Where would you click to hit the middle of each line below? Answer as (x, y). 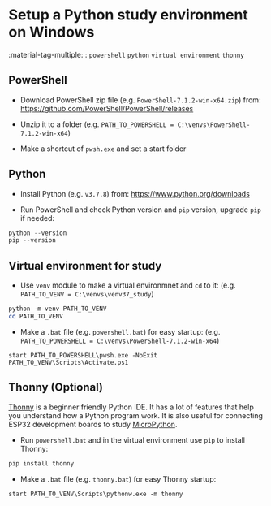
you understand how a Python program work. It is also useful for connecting (136, 415)
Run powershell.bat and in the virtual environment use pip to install (133, 439)
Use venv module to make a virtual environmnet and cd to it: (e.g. (128, 285)
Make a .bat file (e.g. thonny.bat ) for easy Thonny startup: (118, 479)
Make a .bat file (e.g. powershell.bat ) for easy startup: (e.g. (120, 331)
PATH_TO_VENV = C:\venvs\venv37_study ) (87, 294)
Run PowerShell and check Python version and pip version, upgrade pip (140, 210)
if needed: (37, 218)
